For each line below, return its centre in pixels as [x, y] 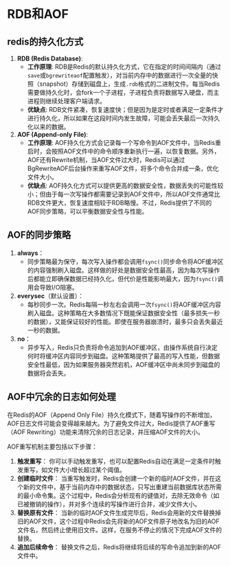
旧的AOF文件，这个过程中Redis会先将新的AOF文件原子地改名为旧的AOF [118, 521]
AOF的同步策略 [39, 235]
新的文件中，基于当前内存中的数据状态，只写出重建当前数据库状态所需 [122, 487]
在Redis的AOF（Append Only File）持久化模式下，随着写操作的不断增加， [112, 415]
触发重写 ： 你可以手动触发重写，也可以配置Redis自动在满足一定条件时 [116, 461]
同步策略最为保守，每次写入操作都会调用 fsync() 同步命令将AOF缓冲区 [125, 261]
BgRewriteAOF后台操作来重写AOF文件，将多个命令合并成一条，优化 [123, 168]
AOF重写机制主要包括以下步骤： [53, 446]
